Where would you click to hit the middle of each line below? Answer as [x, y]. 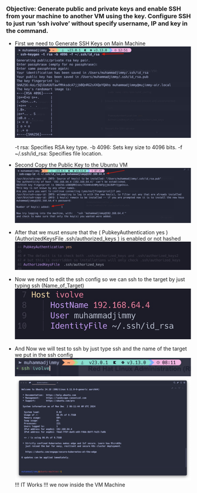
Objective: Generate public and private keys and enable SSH [94, 9]
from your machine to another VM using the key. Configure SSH [98, 16]
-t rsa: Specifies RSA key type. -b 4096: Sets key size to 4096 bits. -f [98, 147]
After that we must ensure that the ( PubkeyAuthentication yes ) [91, 232]
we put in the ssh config [44, 354]
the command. [27, 31]
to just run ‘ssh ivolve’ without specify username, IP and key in [97, 23]
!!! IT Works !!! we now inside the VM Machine [70, 484]
